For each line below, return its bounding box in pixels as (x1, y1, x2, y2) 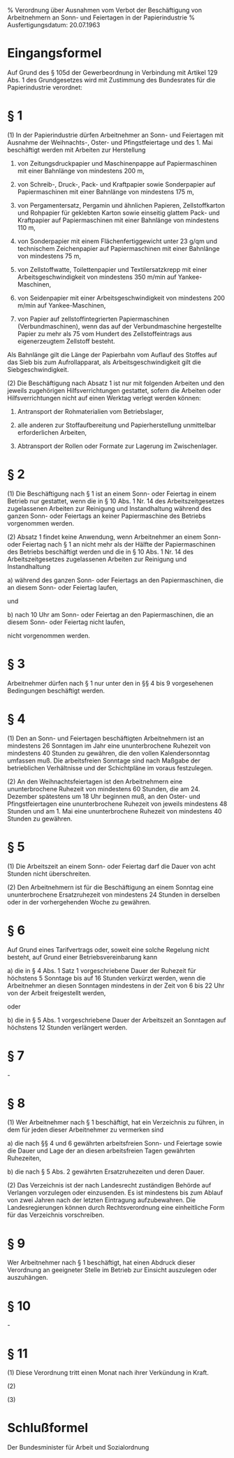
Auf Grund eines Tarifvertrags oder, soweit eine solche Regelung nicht (7, 945, 210, 953)
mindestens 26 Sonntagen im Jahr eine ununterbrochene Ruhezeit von (7, 741, 211, 750)
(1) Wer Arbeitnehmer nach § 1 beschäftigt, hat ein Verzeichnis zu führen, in (7, 1118, 225, 1127)
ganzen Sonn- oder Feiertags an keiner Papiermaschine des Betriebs (7, 512, 206, 520)
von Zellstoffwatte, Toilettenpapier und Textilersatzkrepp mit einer (17, 265, 207, 273)
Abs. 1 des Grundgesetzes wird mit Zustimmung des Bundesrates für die (7, 75, 216, 84)
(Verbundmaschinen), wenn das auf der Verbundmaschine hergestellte (17, 322, 222, 331)
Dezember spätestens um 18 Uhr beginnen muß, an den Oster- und (7, 792, 200, 800)
